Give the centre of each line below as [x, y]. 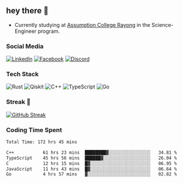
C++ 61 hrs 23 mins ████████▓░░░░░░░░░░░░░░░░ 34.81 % [91, 153]
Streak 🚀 [18, 102]
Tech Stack [23, 74]
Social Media [25, 46]
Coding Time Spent [34, 130]
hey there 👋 [27, 11]
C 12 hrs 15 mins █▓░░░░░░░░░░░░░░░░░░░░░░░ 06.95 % [91, 163]
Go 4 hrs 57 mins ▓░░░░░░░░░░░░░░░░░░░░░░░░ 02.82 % [91, 174]
